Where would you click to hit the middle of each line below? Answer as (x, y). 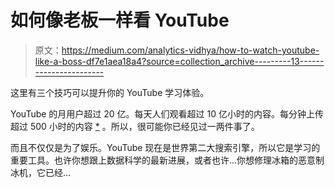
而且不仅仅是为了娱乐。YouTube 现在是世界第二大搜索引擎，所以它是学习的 (165, 147)
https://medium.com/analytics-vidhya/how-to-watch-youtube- (190, 50)
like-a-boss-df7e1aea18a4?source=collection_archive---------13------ (179, 61)
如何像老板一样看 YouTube (120, 20)
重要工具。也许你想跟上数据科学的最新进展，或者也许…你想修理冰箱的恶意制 (167, 160)
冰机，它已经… (41, 172)
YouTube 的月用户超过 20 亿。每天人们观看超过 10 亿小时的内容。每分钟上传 (167, 113)
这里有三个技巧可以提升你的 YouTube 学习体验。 (110, 92)
